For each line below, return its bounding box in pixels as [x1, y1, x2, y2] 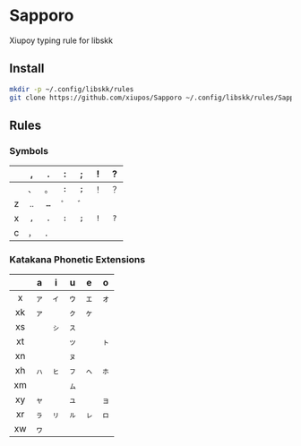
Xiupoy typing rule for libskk [9, 35, 114, 46]
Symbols [9, 144, 49, 157]
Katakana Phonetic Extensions [9, 253, 146, 266]
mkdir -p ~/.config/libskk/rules [9, 84, 134, 94]
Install [9, 61, 45, 76]
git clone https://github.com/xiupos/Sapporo [9, 93, 182, 102]
